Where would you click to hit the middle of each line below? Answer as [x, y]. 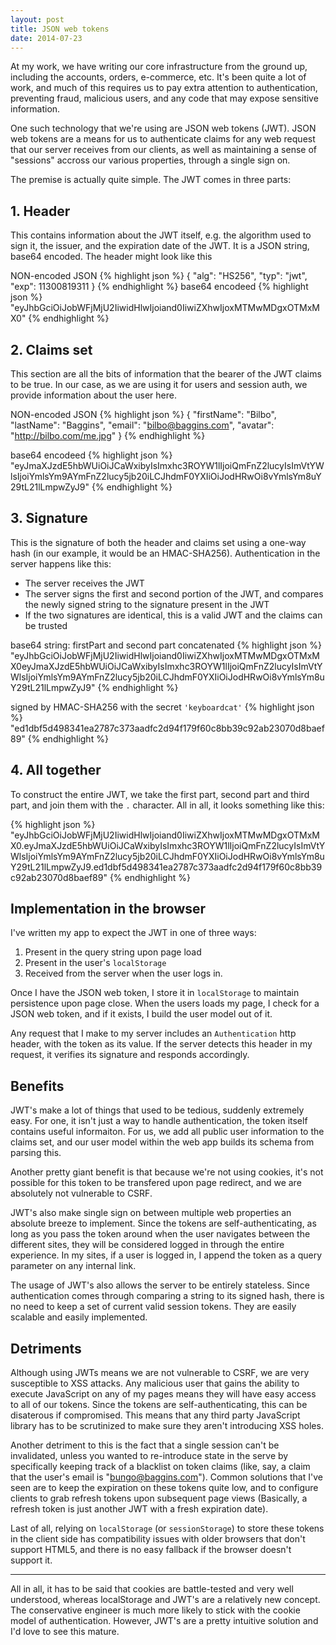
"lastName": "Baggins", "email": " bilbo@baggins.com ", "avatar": [142, 425]
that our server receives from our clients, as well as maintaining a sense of [163, 150]
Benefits [37, 1086]
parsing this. [36, 1153]
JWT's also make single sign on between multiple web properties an [151, 1213]
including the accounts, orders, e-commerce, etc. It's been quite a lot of [158, 77]
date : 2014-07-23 [46, 38]
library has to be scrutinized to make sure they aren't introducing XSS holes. [167, 1426]
